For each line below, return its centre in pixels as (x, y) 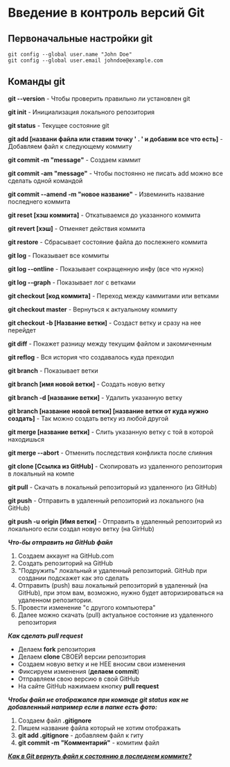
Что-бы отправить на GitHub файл (60, 542)
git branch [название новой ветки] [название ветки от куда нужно (108, 411)
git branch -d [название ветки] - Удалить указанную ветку (95, 397)
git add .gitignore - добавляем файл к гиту (81, 735)
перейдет (22, 330)
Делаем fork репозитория (56, 649)
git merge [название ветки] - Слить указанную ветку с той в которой (111, 432)
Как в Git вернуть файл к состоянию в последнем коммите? (100, 756)
